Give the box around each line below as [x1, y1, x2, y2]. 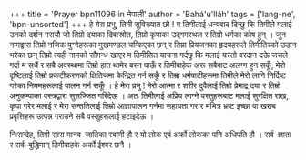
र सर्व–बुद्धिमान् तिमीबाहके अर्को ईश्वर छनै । [9, 139, 132, 150]
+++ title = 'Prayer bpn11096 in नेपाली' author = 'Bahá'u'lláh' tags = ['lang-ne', [9, 9, 296, 19]
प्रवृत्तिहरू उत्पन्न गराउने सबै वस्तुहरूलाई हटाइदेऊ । [9, 111, 155, 122]
